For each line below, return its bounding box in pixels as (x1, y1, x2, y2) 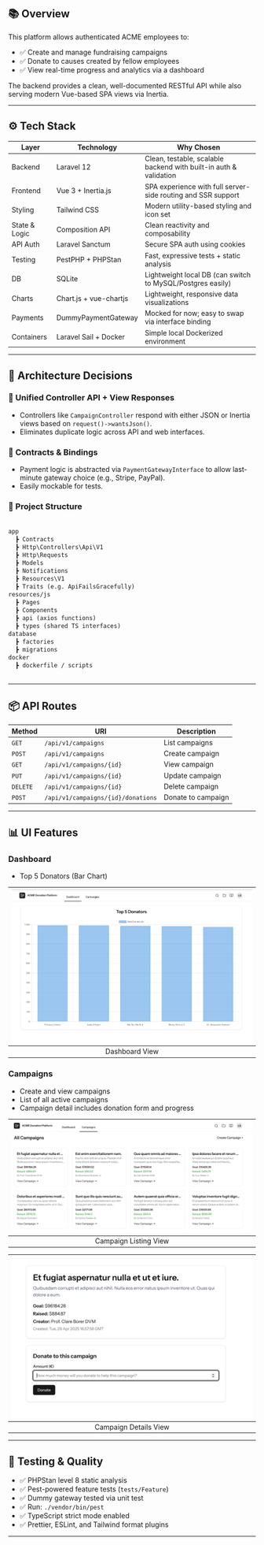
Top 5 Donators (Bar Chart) (19, 871, 108, 881)
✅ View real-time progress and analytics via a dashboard (19, 65, 204, 74)
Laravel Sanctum (56, 240, 111, 249)
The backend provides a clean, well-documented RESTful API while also (8, 80, 242, 90)
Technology (77, 143, 118, 152)
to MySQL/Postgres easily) (145, 278, 232, 288)
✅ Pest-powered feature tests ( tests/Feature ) (19, 1484, 169, 1494)
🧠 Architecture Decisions (8, 369, 134, 382)
